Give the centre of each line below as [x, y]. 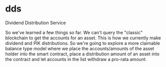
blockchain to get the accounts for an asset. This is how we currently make [83, 38]
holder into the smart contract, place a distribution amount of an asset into [82, 54]
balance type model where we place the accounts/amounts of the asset [80, 48]
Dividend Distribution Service [36, 23]
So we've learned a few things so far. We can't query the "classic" [74, 32]
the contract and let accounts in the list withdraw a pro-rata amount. [76, 59]
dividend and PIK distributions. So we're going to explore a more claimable [83, 43]
